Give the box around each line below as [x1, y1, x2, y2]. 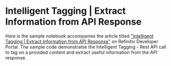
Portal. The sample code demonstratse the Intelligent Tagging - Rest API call [5, 43, 166, 50]
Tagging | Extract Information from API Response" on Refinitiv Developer [5, 38, 159, 45]
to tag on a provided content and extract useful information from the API [5, 49, 158, 55]
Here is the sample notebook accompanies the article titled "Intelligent [5, 33, 154, 39]
